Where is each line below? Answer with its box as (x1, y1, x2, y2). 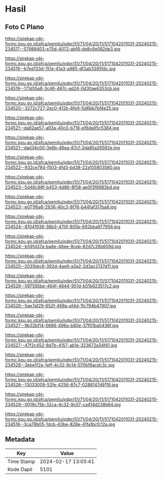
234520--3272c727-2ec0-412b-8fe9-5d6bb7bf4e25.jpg (5, 106, 119, 111)
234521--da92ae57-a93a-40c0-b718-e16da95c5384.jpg (5, 125, 119, 131)
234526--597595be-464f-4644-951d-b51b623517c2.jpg (5, 283, 119, 289)
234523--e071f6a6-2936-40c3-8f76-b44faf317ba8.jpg (5, 204, 117, 210)
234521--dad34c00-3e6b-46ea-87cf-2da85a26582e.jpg (5, 145, 120, 150)
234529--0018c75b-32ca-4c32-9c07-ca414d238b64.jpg (5, 402, 121, 407)
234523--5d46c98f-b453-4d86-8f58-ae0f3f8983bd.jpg (5, 184, 120, 190)
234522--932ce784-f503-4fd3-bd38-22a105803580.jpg (5, 164, 120, 170)
